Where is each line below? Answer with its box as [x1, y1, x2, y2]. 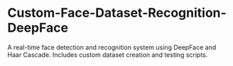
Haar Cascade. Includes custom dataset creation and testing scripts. [7, 51, 208, 59]
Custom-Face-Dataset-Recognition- [7, 5, 227, 21]
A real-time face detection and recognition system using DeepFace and [7, 43, 217, 51]
